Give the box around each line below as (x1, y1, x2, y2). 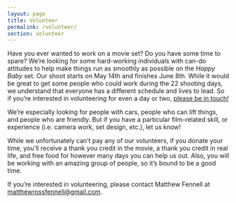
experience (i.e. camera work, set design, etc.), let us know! (7, 123, 181, 131)
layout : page (7, 10, 46, 18)
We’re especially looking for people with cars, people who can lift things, (7, 108, 218, 116)
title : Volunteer (7, 17, 58, 24)
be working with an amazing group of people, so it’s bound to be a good (7, 159, 216, 168)
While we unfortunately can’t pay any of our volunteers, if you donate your (7, 137, 223, 145)
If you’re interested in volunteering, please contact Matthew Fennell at (7, 180, 211, 189)
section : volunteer (7, 30, 65, 37)
